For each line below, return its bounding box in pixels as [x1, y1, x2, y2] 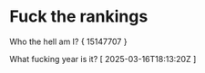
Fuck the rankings [9, 6, 149, 27]
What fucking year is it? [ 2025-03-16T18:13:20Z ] [9, 53, 197, 64]
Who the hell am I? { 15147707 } [9, 36, 128, 47]
